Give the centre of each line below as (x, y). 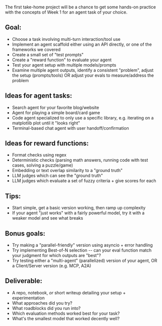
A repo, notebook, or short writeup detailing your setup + (69, 292)
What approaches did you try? (42, 303)
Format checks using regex (39, 155)
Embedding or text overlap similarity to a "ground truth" (67, 171)
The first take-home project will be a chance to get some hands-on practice (81, 7)
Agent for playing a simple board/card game (56, 112)
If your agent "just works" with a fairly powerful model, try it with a (78, 213)
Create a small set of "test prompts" (48, 54)
